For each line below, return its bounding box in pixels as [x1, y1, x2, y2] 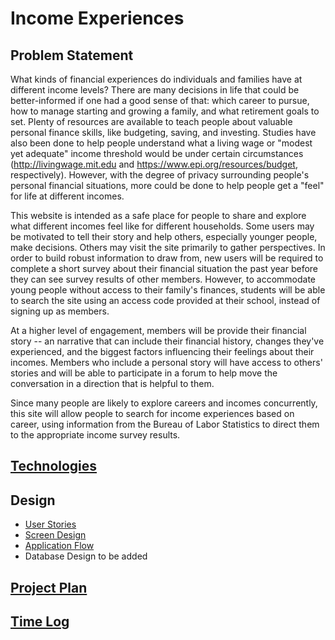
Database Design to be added [24, 550, 148, 562]
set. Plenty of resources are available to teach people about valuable [10, 116, 293, 127]
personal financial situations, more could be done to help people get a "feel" [10, 180, 325, 191]
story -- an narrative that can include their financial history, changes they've [10, 335, 325, 347]
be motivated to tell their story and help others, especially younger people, [10, 231, 318, 242]
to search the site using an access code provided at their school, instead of [10, 295, 321, 306]
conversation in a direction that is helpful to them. [10, 378, 215, 389]
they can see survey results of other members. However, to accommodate [10, 273, 317, 285]
